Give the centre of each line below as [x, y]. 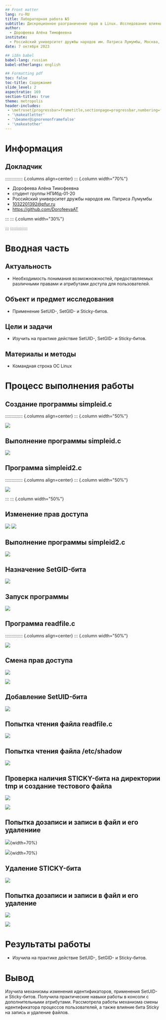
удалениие [23, 830]
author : [13, 28]
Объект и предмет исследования [60, 299]
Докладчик [24, 167]
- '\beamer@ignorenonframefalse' [42, 120]
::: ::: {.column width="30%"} [35, 219]
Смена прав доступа [39, 661]
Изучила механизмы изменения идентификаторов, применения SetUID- [81, 991]
